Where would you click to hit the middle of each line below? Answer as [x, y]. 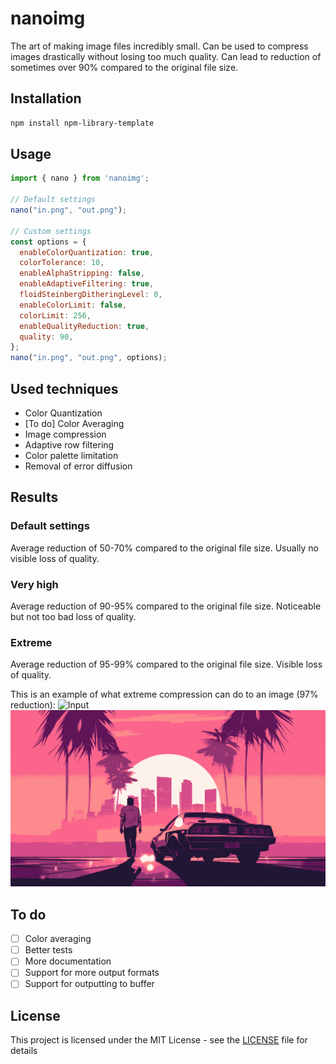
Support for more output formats [92, 973]
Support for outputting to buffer [89, 984]
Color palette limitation [71, 455]
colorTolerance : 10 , [62, 263]
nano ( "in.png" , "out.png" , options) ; [89, 358]
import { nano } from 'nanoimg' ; [80, 178]
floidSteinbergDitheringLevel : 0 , [91, 295]
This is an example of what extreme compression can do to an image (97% [164, 694]
